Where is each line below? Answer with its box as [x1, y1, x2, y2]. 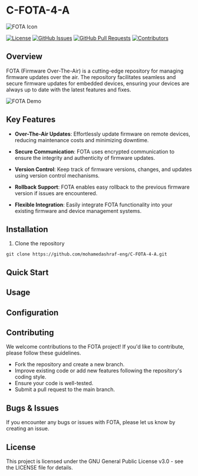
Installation [6, 224, 48, 234]
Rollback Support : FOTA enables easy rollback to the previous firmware [14, 183, 190, 191]
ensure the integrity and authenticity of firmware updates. [14, 154, 156, 161]
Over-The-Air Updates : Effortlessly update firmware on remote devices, [14, 130, 190, 137]
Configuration [6, 307, 59, 317]
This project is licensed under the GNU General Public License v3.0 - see [6, 458, 184, 465]
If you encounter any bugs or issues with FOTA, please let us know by [6, 419, 176, 426]
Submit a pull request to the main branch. [14, 386, 115, 393]
